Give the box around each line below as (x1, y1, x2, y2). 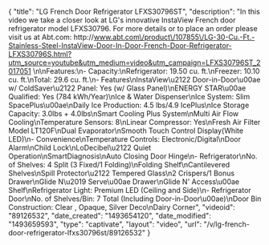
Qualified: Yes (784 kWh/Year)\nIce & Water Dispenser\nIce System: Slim (8, 92, 251, 101)
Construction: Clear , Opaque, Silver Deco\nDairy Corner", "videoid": (8, 203, 235, 211)
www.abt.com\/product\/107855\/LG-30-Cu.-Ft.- (93, 32, 255, 42)
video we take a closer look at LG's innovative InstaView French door (8, 15, 236, 25)
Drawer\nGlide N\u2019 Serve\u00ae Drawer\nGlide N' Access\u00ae (8, 177, 240, 187)
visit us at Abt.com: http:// (8, 32, 95, 42)
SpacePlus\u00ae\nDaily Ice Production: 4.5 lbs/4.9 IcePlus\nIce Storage (8, 100, 250, 110)
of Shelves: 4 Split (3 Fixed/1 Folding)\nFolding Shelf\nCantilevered (8, 160, 230, 169)
